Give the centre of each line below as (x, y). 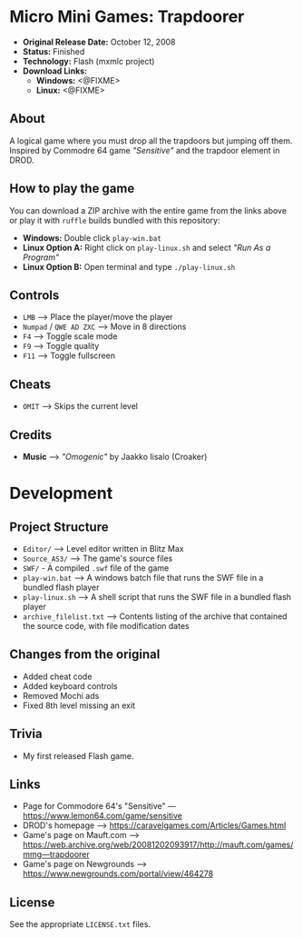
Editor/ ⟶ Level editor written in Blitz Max (103, 549)
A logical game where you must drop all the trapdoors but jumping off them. (151, 140)
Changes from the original (85, 655)
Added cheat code (57, 676)
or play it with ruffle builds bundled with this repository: (115, 220)
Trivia (26, 734)
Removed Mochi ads (61, 695)
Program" (41, 257)
